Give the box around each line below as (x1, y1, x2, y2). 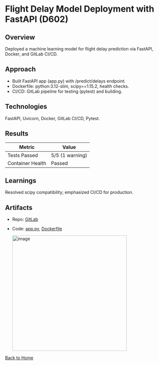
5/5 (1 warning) (51, 152, 88, 159)
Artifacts (5, 203, 33, 212)
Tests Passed (7, 152, 38, 159)
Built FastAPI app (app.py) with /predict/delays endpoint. (12, 78, 126, 84)
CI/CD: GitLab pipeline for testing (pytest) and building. (12, 88, 123, 94)
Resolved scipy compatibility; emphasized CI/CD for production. (5, 190, 134, 195)
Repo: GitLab (12, 216, 38, 222)
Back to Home (5, 355, 34, 361)
